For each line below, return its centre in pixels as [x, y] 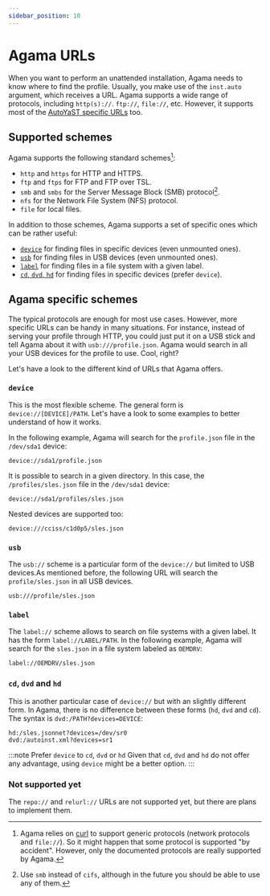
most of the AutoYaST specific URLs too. [76, 112]
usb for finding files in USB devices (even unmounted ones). [119, 257]
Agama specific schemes [73, 299]
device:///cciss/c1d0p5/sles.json [66, 528]
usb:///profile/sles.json [51, 596]
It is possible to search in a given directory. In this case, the [106, 476]
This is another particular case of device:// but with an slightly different [127, 701]
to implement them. [41, 810]
